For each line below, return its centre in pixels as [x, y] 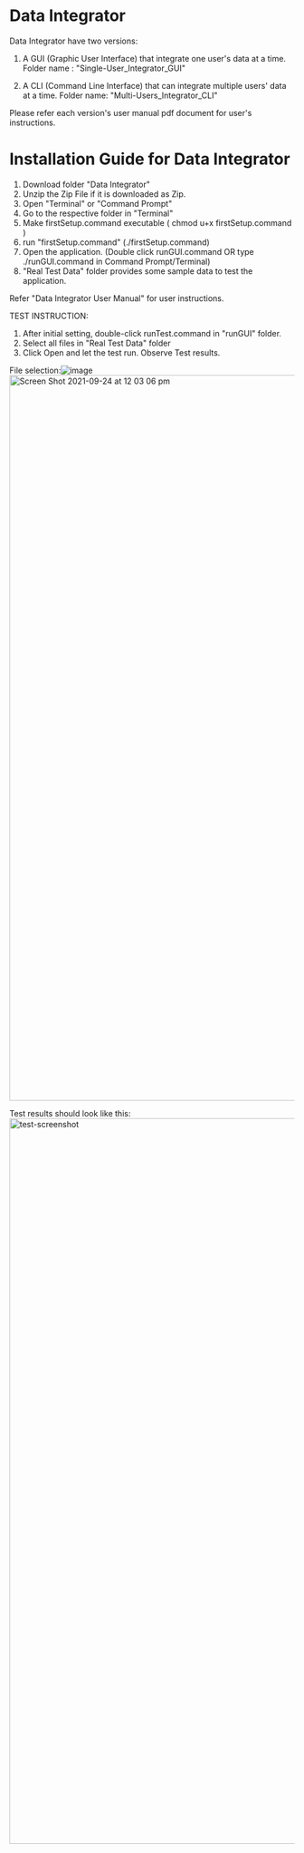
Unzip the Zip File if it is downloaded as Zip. [104, 194]
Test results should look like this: [70, 1113]
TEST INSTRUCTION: [49, 316]
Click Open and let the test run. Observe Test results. [121, 352]
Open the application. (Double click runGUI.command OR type [138, 251]
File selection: [35, 370]
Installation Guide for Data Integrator [150, 159]
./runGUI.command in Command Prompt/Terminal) [116, 261]
